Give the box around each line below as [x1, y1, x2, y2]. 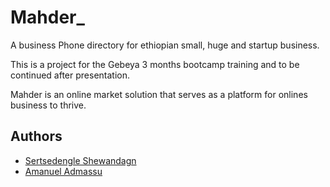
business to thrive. [10, 99, 87, 111]
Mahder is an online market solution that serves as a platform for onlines [10, 88, 308, 100]
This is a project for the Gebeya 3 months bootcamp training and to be [10, 58, 300, 70]
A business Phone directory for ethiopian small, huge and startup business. [10, 39, 320, 51]
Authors [10, 128, 63, 145]
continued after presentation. [10, 69, 131, 81]
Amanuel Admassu [24, 165, 103, 177]
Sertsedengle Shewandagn [24, 154, 137, 166]
